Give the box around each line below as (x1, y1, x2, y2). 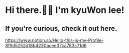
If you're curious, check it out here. (5, 24, 117, 33)
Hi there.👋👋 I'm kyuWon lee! (5, 4, 124, 16)
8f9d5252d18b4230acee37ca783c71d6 (5, 43, 87, 49)
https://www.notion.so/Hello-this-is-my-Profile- (5, 37, 104, 43)
